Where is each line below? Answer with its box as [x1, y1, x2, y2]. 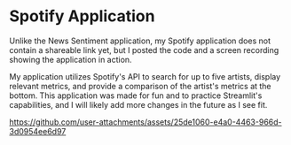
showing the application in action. [9, 54, 132, 65]
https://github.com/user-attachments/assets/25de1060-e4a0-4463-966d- [9, 117, 282, 127]
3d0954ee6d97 [9, 126, 67, 136]
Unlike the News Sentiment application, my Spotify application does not [9, 35, 271, 46]
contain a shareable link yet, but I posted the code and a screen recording [9, 44, 279, 55]
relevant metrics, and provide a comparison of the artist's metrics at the [9, 80, 272, 91]
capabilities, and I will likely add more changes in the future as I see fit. [9, 99, 268, 110]
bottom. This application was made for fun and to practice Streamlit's [9, 90, 263, 101]
